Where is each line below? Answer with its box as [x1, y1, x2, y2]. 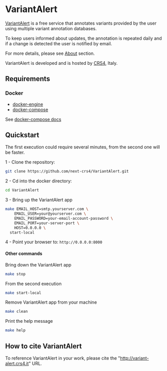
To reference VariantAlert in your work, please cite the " [5, 355, 120, 361]
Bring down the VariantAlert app [5, 261, 72, 267]
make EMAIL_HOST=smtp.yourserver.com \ [5, 207, 89, 212]
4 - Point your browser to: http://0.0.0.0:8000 [5, 239, 103, 245]
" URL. [28, 360, 42, 366]
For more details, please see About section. [5, 50, 95, 56]
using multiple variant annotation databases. [5, 25, 97, 31]
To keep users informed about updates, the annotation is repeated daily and [5, 35, 162, 41]
